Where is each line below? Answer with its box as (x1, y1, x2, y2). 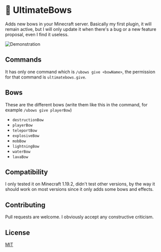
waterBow (12, 149, 31, 154)
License (5, 228, 30, 237)
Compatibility (5, 168, 48, 176)
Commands (5, 56, 42, 64)
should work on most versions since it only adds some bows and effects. (5, 186, 154, 192)
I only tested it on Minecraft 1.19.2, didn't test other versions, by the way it (5, 181, 155, 187)
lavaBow (12, 154, 28, 160)
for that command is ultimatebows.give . (5, 74, 87, 80)
